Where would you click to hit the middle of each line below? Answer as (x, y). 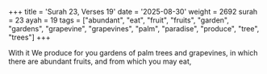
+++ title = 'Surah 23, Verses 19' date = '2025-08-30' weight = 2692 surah (133, 12)
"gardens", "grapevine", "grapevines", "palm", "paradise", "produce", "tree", (134, 29)
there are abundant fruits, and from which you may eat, (100, 61)
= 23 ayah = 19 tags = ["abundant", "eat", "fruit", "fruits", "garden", (119, 20)
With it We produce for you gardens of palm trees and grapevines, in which (133, 53)
